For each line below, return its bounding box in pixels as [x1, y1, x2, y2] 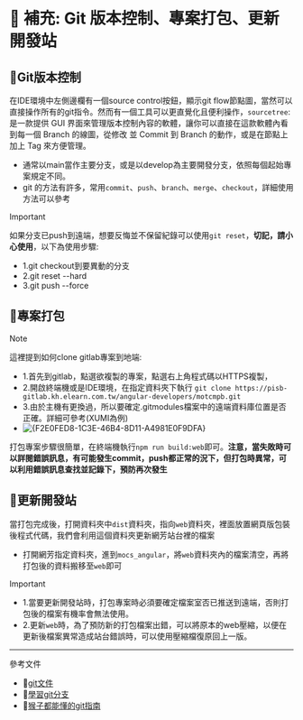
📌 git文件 [22, 678, 54, 688]
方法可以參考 [22, 193, 70, 204]
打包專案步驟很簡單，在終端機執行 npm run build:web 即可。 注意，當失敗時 [9, 441, 284, 452]
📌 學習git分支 [22, 688, 69, 699]
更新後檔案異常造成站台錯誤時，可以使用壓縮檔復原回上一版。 [22, 631, 252, 642]
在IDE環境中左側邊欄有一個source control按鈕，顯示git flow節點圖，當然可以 [9, 96, 293, 106]
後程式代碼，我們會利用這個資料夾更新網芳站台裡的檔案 [9, 530, 215, 540]
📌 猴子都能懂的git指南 [22, 700, 101, 711]
